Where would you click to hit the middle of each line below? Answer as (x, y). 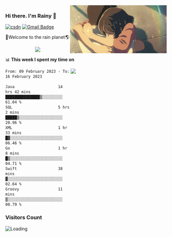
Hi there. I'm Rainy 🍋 (31, 16)
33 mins (14, 133)
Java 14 (34, 87)
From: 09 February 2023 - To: (38, 72)
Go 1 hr (36, 148)
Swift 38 (34, 169)
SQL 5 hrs (38, 107)
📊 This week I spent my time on (40, 60)
